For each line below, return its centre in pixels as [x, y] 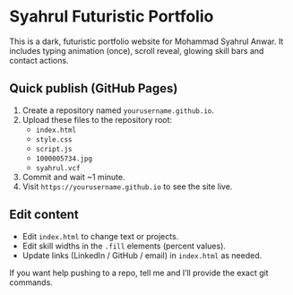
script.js [54, 149]
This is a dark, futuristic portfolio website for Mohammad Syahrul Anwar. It [146, 41]
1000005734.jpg [64, 159]
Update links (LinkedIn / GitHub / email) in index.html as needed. [142, 255]
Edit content [44, 215]
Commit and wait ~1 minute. [73, 177]
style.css [54, 139]
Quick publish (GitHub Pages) [94, 88]
